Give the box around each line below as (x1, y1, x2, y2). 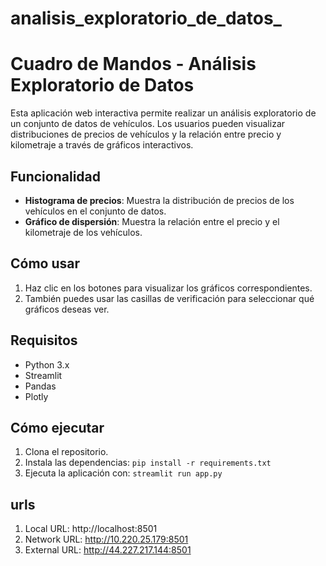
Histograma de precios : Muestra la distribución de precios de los (24, 194, 295, 206)
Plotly (24, 390, 49, 402)
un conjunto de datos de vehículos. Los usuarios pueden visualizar (10, 118, 286, 130)
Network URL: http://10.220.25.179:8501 (24, 533, 189, 546)
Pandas (24, 380, 57, 392)
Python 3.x (24, 358, 70, 371)
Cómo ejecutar (10, 419, 105, 436)
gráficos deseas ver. (24, 303, 110, 315)
